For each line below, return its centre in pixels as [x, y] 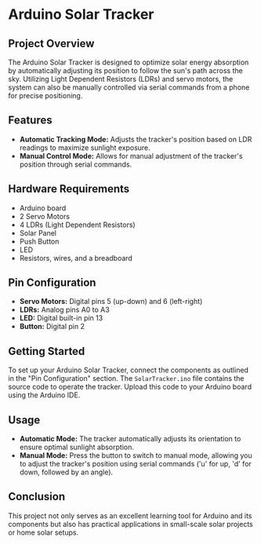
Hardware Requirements [69, 189]
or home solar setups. [43, 532]
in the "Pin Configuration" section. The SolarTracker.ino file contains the [126, 379]
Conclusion [37, 497]
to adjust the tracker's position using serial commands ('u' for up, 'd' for [136, 464]
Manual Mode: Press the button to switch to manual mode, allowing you [136, 455]
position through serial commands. [76, 164]
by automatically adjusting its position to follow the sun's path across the [125, 71]
